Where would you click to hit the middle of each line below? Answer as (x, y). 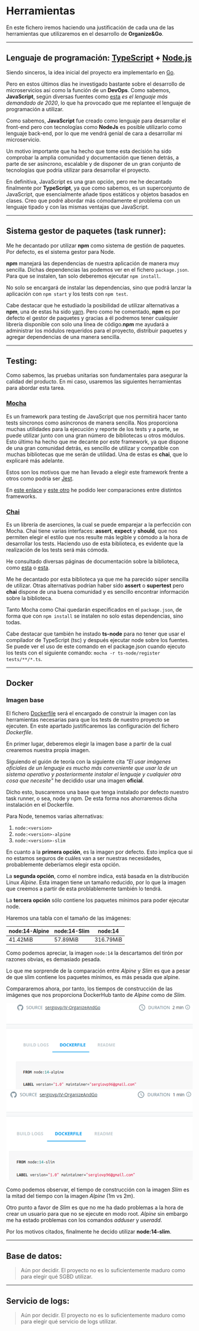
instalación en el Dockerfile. (40, 804)
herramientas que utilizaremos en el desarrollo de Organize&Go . (85, 33)
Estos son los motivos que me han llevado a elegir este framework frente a (97, 472)
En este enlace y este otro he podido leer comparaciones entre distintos (94, 490)
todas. (14, 622)
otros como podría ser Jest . (40, 478)
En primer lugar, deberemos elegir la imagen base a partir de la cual (89, 744)
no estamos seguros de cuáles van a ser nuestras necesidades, (84, 858)
